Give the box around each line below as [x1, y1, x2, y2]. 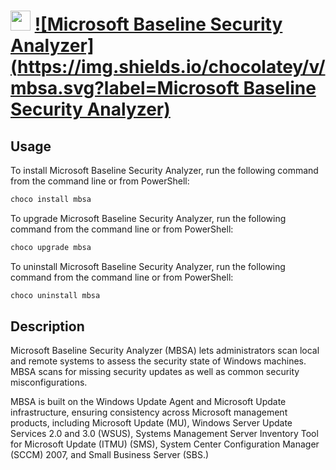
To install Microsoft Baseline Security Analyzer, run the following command [10, 165, 319, 176]
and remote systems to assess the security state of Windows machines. [10, 355, 307, 367]
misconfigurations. [10, 376, 88, 389]
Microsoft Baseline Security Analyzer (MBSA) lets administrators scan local [10, 345, 320, 357]
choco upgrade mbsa [10, 242, 92, 252]
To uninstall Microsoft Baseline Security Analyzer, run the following [10, 260, 286, 272]
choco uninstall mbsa [10, 290, 101, 300]
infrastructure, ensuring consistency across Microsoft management [10, 406, 288, 419]
